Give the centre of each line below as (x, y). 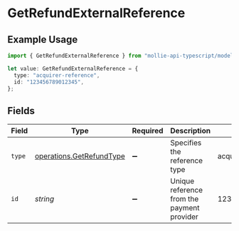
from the (185, 199)
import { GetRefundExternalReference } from (74, 56)
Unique (182, 181)
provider (185, 217)
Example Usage (43, 40)
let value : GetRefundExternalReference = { (73, 68)
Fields (21, 111)
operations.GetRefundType (80, 156)
